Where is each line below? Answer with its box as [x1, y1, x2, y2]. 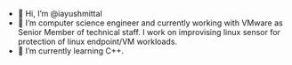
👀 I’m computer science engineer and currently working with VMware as [17, 18, 283, 28]
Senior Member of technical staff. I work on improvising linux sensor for [17, 27, 280, 37]
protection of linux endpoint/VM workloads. [17, 36, 178, 47]
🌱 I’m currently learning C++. [17, 46, 125, 56]
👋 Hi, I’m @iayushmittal [17, 9, 102, 18]
